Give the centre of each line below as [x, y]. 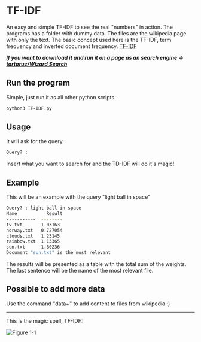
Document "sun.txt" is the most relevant [59, 253]
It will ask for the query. [35, 141]
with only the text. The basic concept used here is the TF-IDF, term [89, 40]
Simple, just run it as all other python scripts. [61, 97]
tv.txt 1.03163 [33, 225]
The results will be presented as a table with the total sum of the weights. [96, 264]
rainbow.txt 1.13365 [33, 241]
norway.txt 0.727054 [34, 230]
